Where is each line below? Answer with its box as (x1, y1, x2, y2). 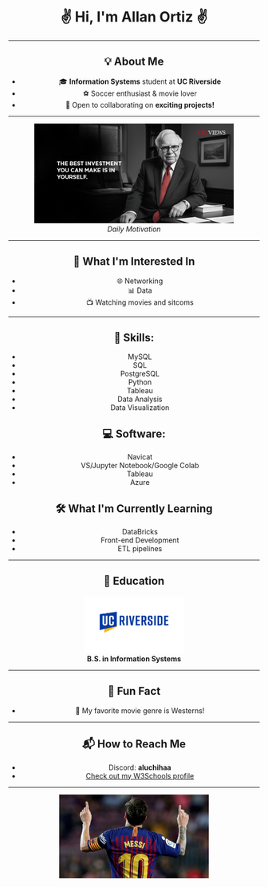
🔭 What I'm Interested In (73, 254, 195, 269)
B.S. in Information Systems (86, 654, 182, 664)
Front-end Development (100, 535, 179, 545)
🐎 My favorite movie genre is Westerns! (75, 705, 205, 716)
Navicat (127, 452, 153, 462)
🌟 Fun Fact (107, 684, 161, 698)
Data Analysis (117, 394, 163, 404)
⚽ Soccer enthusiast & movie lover (82, 89, 197, 98)
